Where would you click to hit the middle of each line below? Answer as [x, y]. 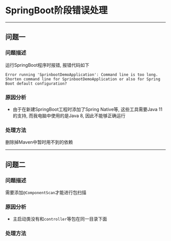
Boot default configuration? [36, 84]
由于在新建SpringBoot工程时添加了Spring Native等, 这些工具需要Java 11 [88, 109]
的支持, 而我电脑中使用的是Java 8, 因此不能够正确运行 [69, 116]
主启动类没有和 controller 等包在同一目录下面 [60, 219]
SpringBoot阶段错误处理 [56, 10]
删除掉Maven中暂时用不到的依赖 [39, 142]
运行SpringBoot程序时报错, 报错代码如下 [47, 65]
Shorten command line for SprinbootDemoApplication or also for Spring [83, 79]
